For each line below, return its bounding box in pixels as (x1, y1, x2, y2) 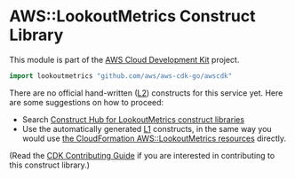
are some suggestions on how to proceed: (9, 97, 164, 107)
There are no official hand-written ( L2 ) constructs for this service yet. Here (9, 87, 283, 98)
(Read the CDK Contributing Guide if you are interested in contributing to (9, 150, 275, 160)
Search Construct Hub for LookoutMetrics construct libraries (21, 113, 245, 125)
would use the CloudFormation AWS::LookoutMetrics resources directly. (21, 133, 287, 144)
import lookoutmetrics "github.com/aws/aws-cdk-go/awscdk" (9, 71, 233, 81)
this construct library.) (9, 160, 91, 170)
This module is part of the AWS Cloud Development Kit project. (9, 54, 240, 65)
